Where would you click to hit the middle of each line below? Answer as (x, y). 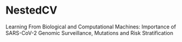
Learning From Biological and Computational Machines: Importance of (91, 27)
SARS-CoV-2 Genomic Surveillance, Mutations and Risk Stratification (90, 33)
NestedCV (31, 10)
